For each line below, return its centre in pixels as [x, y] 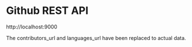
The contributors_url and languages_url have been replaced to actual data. [96, 38]
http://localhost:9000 [32, 27]
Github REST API [47, 11]
